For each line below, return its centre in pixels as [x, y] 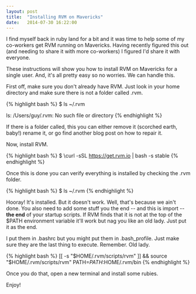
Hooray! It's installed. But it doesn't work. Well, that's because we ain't [91, 202]
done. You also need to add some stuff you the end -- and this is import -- [95, 208]
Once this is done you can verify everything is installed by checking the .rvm [98, 173]
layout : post [22, 11]
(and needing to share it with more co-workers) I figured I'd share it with [93, 52]
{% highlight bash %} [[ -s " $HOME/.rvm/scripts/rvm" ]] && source [87, 256]
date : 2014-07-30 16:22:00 [42, 22]
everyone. [18, 58]
